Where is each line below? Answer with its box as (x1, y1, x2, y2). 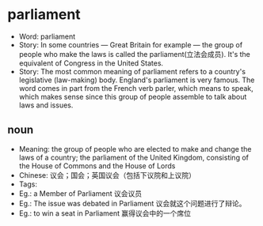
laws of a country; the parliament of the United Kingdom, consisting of (18, 153, 249, 162)
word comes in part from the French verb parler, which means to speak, (18, 83, 254, 92)
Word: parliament (18, 32, 76, 41)
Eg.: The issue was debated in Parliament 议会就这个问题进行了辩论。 (18, 198, 246, 208)
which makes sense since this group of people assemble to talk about (18, 92, 247, 101)
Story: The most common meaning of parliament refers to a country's (18, 66, 246, 76)
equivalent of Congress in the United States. (18, 58, 164, 68)
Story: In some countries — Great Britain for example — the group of (18, 40, 243, 49)
